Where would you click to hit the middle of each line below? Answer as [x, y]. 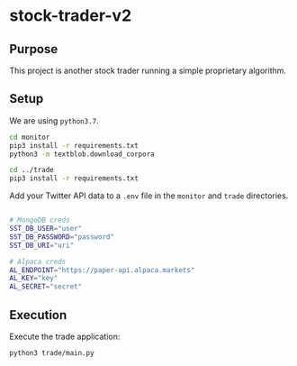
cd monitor [30, 137]
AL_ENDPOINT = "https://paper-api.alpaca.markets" [102, 270]
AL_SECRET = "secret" [46, 287]
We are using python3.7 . [54, 120]
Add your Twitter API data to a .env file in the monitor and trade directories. [149, 196]
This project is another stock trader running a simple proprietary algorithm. [148, 70]
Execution [38, 315]
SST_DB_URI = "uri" [42, 245]
